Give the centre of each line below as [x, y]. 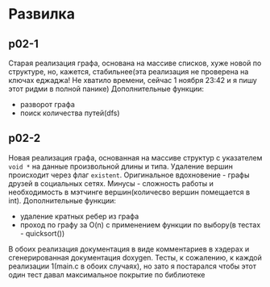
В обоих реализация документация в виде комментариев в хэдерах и [129, 249]
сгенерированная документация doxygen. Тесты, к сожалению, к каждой [135, 257]
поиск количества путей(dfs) [70, 113]
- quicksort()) [42, 233]
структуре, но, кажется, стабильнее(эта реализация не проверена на [129, 72]
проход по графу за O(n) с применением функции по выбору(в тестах [140, 225]
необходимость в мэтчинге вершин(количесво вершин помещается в [129, 192]
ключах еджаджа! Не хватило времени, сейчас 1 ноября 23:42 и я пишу [133, 80]
